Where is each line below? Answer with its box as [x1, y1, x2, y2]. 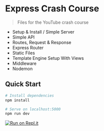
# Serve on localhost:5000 [5, 107, 61, 112]
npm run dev [5, 111, 30, 116]
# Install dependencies [5, 93, 54, 98]
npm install [5, 97, 30, 103]
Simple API [12, 34, 35, 40]
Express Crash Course [5, 3, 100, 14]
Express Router [12, 44, 44, 50]
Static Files [12, 50, 35, 56]
